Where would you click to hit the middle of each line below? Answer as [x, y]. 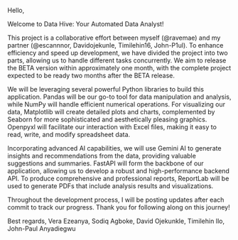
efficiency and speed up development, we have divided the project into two [118, 53]
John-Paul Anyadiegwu [42, 229]
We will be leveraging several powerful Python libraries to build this [106, 89]
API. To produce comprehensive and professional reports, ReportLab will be [118, 178]
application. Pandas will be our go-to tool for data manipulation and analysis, [119, 97]
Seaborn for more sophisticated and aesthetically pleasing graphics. [107, 119]
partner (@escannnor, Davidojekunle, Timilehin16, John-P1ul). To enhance [115, 45]
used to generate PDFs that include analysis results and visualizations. [110, 186]
